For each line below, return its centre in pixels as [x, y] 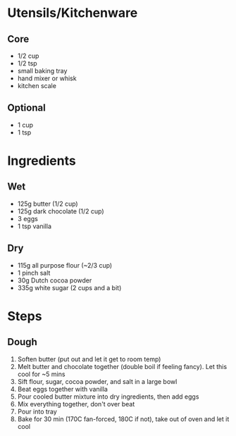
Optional [26, 108]
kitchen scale [37, 86]
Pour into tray [37, 411]
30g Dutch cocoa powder [55, 280]
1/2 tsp [27, 63]
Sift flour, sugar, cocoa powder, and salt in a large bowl [97, 381]
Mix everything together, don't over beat [76, 404]
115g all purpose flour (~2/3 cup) [65, 265]
